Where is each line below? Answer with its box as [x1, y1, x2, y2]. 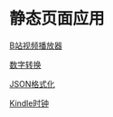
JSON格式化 [9, 78, 56, 89]
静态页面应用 [9, 8, 106, 29]
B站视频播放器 [9, 40, 63, 51]
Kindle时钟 [9, 97, 50, 109]
